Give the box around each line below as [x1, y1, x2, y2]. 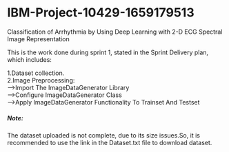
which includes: [7, 55, 52, 63]
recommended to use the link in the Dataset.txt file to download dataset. [7, 138, 212, 146]
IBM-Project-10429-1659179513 [7, 5, 195, 21]
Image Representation [7, 34, 70, 43]
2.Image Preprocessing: [7, 76, 75, 84]
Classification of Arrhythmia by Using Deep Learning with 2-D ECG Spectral [7, 28, 223, 36]
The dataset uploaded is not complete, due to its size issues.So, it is [7, 131, 200, 139]
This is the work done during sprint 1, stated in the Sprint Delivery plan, [7, 48, 209, 56]
